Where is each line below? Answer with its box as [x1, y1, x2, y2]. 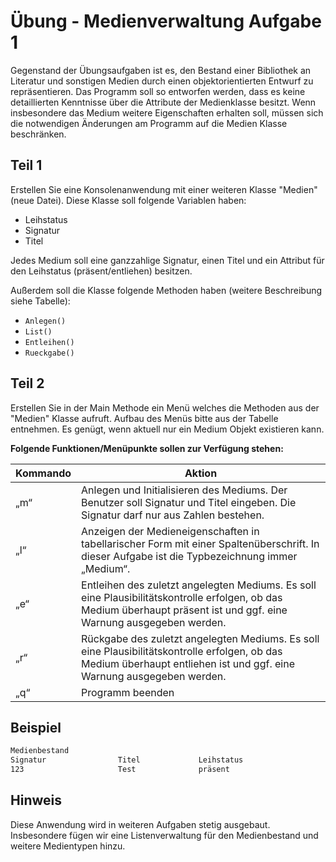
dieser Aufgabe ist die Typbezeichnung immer [81, 549, 298, 563]
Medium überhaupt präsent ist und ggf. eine [81, 603, 288, 617]
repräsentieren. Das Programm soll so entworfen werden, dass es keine [10, 85, 306, 97]
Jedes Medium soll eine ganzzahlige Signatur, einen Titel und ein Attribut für [10, 254, 325, 266]
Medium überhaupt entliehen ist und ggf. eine [81, 656, 295, 670]
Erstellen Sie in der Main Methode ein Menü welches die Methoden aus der [10, 401, 320, 414]
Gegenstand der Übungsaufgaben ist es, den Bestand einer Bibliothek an [10, 64, 312, 76]
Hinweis [10, 792, 62, 809]
